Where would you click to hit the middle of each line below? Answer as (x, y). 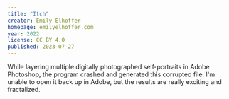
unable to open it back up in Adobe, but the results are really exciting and (114, 82)
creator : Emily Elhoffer (44, 21)
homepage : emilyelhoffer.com (50, 27)
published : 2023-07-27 (41, 47)
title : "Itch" (28, 14)
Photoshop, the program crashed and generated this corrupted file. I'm (111, 74)
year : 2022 (23, 34)
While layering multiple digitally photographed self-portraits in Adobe (108, 67)
